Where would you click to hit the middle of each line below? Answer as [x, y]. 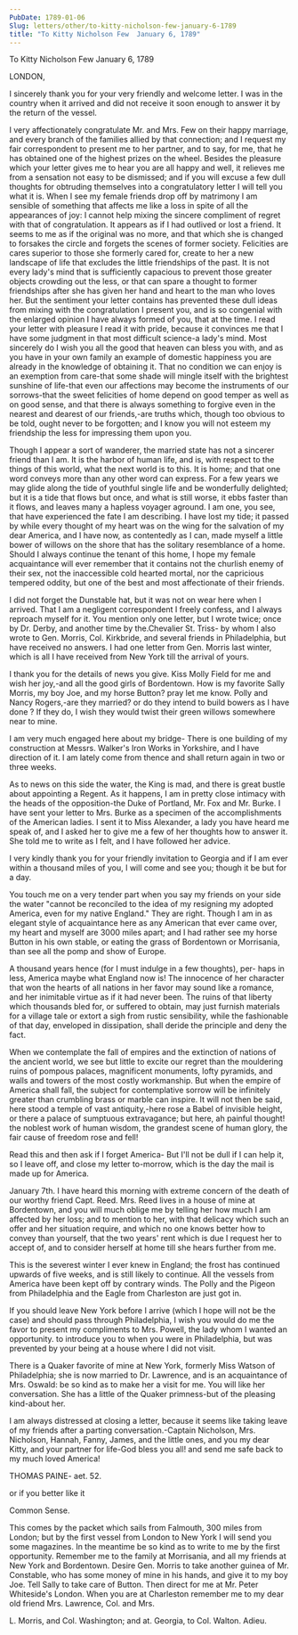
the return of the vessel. [53, 113]
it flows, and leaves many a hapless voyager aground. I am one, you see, [142, 507]
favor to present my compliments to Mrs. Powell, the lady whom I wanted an [148, 1329]
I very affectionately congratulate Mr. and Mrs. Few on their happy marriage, [149, 130]
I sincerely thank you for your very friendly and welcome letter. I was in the [146, 94]
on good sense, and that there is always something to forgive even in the [142, 405]
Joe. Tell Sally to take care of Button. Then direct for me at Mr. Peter [134, 1585]
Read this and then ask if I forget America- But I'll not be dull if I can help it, [147, 1155]
